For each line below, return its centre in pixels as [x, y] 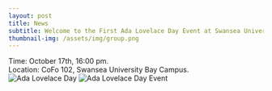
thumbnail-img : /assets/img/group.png [74, 38]
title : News [28, 23]
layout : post [30, 16]
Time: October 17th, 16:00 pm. [59, 61]
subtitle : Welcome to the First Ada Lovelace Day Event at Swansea [125, 31]
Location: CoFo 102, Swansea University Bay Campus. [99, 70]
